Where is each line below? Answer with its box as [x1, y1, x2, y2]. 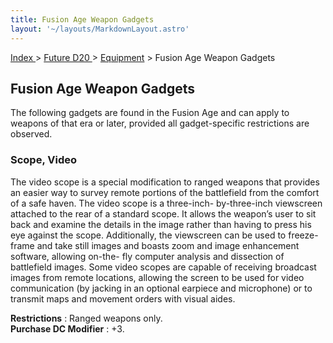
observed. [10, 128, 53, 140]
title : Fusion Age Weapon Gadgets [10, 14, 155, 25]
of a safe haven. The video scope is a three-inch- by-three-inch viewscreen [10, 197, 323, 209]
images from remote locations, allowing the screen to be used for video [10, 271, 305, 283]
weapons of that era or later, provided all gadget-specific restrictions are [10, 117, 310, 130]
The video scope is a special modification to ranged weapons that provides [10, 176, 320, 188]
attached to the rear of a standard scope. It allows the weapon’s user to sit [10, 207, 317, 220]
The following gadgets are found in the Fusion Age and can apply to [10, 107, 290, 119]
